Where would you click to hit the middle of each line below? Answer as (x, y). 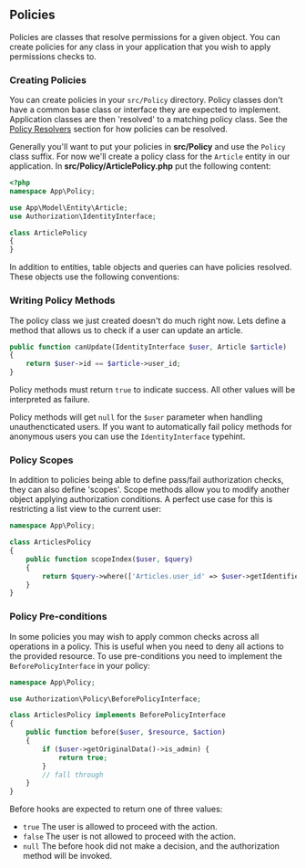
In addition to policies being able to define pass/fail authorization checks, (147, 480)
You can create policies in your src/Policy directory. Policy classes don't (147, 100)
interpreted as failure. (50, 400)
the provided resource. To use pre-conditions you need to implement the (146, 655)
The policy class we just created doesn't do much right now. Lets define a (148, 320)
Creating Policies (48, 79)
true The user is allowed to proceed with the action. (120, 827)
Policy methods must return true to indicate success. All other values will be (153, 390)
